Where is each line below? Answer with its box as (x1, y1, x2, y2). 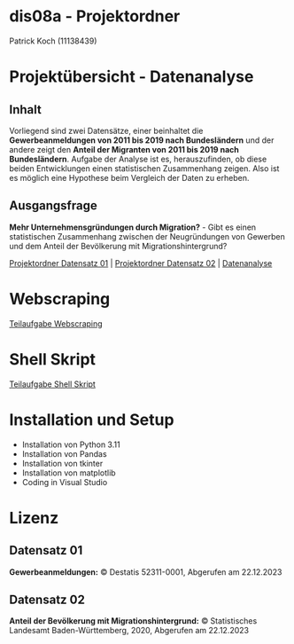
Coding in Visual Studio (21, 476, 108, 487)
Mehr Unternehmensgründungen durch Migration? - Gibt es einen (9, 222, 257, 232)
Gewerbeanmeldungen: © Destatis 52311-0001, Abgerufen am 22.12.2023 (9, 566, 282, 577)
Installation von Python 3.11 (21, 439, 121, 450)
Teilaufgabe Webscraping (9, 318, 104, 329)
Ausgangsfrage (9, 198, 97, 214)
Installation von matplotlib (21, 467, 117, 478)
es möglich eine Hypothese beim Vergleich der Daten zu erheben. (9, 172, 250, 183)
